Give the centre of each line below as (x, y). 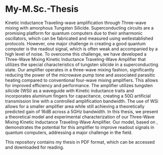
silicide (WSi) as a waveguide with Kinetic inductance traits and (70, 91)
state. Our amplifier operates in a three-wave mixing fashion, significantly (80, 69)
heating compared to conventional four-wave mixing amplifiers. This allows (81, 80)
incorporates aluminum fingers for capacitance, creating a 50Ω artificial (78, 96)
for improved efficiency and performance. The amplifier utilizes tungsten (79, 85)
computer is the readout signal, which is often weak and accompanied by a (81, 49)
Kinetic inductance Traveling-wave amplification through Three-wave (76, 23)
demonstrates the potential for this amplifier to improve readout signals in (80, 127)
